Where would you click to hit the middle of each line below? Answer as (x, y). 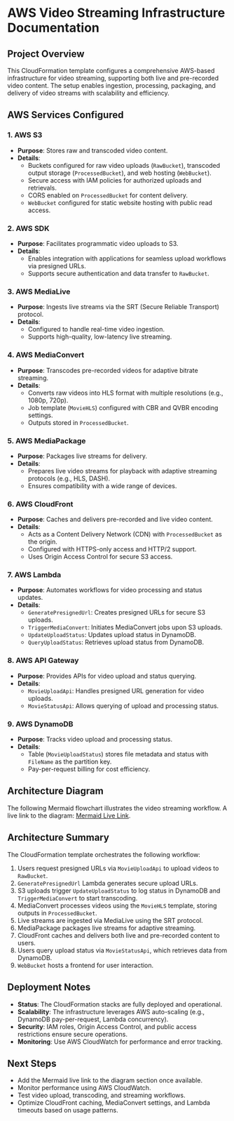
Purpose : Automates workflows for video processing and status (110, 590)
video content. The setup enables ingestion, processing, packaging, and (111, 85)
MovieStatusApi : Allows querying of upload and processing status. (123, 706)
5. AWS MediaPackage (47, 440)
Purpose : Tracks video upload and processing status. (95, 740)
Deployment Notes (49, 987)
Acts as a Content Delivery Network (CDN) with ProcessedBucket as (125, 535)
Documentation (54, 28)
